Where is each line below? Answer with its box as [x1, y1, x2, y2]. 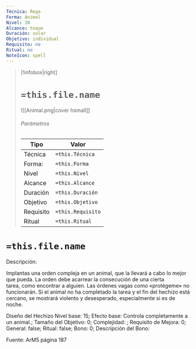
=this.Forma [55, 160, 89, 167]
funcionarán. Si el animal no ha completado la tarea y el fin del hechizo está [6, 288, 190, 295]
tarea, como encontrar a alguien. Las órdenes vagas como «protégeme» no [6, 282, 190, 289]
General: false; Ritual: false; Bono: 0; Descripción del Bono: [6, 325, 150, 332]
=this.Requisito [55, 208, 102, 215]
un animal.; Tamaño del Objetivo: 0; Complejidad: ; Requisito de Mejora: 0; [6, 318, 187, 325]
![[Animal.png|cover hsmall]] [20, 107, 90, 114]
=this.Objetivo [55, 199, 98, 205]
